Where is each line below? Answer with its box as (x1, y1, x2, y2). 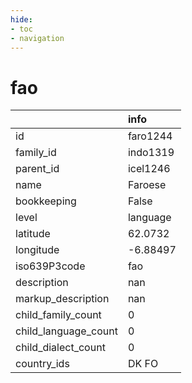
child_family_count (15, 308, 102, 322)
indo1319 (127, 146, 175, 160)
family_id (15, 146, 57, 160)
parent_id (15, 162, 60, 176)
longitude (15, 243, 60, 257)
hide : (10, 14, 33, 25)
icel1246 (127, 162, 171, 176)
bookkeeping (15, 194, 77, 208)
